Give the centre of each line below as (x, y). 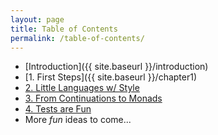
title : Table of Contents (64, 29)
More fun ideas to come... (78, 120)
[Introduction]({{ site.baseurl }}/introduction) (116, 67)
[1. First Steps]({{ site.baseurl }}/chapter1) (111, 77)
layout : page (37, 19)
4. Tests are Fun (58, 109)
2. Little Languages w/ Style (82, 88)
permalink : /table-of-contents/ (77, 38)
